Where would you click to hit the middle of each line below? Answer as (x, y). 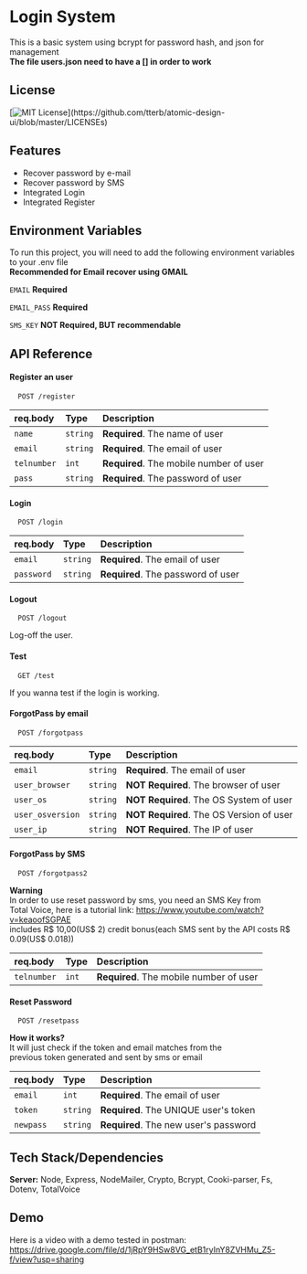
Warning (26, 890)
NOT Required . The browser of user (203, 785)
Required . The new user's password (178, 1125)
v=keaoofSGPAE (40, 919)
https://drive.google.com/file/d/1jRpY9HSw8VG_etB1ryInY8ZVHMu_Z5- (143, 1249)
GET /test (36, 675)
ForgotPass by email (49, 714)
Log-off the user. (41, 635)
